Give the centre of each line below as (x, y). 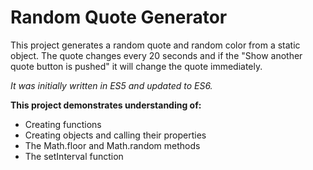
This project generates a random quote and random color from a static (155, 45)
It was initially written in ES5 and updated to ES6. (111, 85)
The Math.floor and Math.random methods (112, 145)
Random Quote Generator (119, 17)
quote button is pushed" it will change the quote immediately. (136, 66)
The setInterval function (74, 156)
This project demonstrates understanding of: (106, 105)
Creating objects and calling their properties (115, 135)
